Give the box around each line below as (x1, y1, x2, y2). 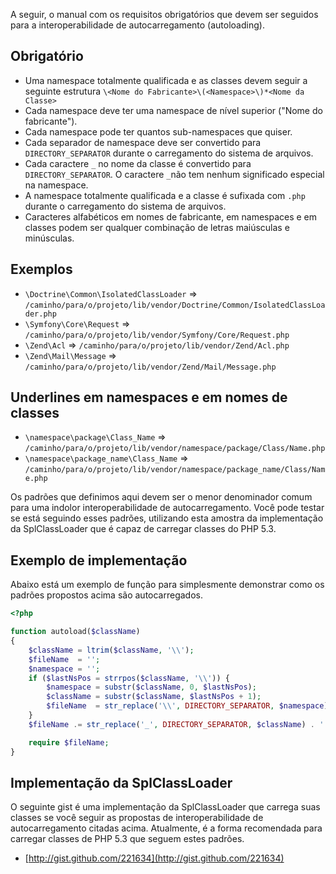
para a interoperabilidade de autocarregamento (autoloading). (10, 19, 265, 31)
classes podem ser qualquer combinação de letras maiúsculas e (24, 221, 290, 233)
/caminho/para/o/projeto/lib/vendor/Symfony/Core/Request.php (24, 330, 290, 340)
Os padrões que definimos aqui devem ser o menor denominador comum (10, 491, 313, 503)
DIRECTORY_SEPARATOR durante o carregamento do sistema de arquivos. (24, 147, 314, 159)
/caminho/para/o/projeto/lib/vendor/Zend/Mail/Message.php (24, 362, 277, 372)
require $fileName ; (28, 737, 110, 748)
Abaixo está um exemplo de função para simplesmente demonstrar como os (10, 579, 325, 591)
